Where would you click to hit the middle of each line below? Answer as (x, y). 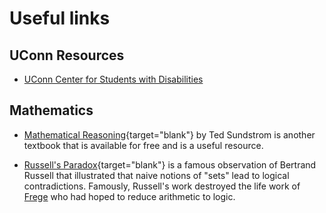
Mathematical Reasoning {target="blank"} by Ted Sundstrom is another (169, 134)
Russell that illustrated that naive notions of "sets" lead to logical (156, 175)
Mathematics (51, 110)
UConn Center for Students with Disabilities (113, 79)
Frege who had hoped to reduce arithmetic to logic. (129, 196)
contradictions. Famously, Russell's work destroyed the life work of (162, 186)
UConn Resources (67, 55)
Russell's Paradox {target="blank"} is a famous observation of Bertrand (170, 164)
